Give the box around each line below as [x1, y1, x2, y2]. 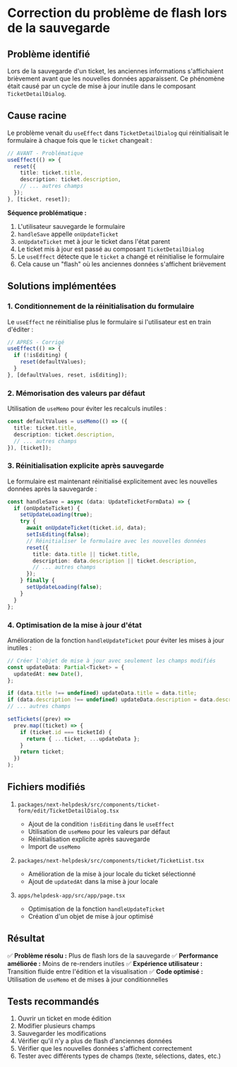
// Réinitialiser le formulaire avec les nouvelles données [25, 537, 207, 545]
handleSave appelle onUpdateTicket [17, 230, 119, 238]
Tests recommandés [7, 996, 99, 1008]
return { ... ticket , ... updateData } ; [25, 735, 140, 743]
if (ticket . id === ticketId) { [20, 729, 112, 736]
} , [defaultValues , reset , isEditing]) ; [7, 371, 128, 379]
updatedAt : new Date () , [13, 670, 83, 678]
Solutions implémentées [7, 281, 116, 293]
